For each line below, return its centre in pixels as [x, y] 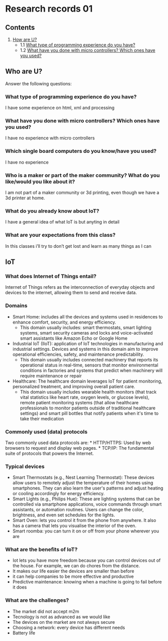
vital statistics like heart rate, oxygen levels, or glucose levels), [85, 397]
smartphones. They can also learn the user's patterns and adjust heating [88, 488]
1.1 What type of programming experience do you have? [78, 45]
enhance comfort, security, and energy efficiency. [64, 322]
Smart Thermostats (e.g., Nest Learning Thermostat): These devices [83, 477]
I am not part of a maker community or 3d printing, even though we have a [82, 193]
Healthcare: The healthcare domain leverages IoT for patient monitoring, [87, 381]
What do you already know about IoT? [52, 211]
